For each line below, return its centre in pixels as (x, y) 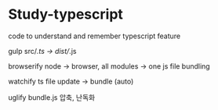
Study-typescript (66, 14)
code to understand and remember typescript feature (94, 36)
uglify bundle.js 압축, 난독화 (52, 97)
